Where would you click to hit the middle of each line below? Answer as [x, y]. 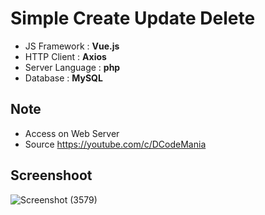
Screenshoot [51, 175]
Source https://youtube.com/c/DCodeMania [115, 144]
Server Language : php [72, 67]
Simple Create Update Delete [133, 18]
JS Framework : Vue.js [72, 46]
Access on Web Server [72, 133]
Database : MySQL [63, 78]
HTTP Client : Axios [65, 56]
